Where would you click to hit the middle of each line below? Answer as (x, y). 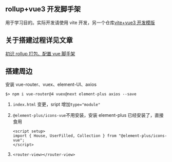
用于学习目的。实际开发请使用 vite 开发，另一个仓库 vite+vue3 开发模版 (80, 23)
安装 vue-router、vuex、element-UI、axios (51, 85)
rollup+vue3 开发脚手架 (43, 9)
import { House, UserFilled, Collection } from (64, 136)
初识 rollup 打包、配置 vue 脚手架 (40, 53)
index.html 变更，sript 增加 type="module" (56, 105)
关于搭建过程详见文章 (39, 40)
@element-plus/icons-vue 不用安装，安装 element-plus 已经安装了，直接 (88, 115)
